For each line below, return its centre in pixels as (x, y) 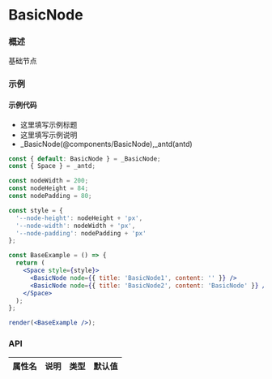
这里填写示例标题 (49, 124)
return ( (30, 263)
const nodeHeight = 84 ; (49, 188)
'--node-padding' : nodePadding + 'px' (81, 233)
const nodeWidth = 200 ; (49, 181)
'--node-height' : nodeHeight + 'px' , (79, 218)
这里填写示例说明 (49, 135)
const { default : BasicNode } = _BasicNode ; (85, 159)
